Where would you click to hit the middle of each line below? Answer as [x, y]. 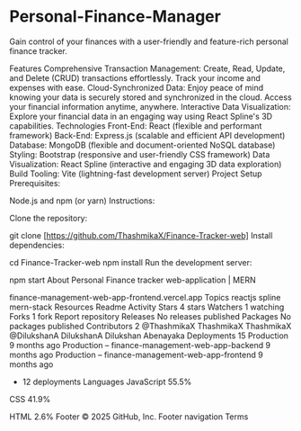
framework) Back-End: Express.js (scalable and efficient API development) [147, 135]
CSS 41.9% [30, 399]
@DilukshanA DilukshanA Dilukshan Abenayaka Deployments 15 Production [149, 336]
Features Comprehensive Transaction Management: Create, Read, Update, [147, 68]
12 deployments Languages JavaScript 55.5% [107, 382]
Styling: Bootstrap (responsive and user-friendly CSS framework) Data [140, 154]
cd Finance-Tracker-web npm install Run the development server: [131, 262]
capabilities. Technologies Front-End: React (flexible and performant [136, 126]
